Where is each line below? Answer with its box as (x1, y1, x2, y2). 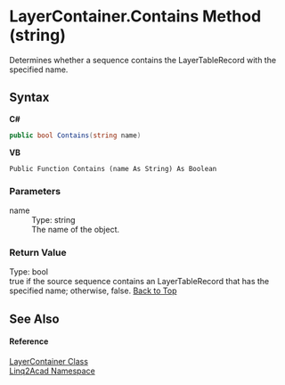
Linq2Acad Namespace (9, 365, 95, 376)
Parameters (9, 184, 61, 197)
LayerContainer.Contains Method (9, 6, 262, 27)
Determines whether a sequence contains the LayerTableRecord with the (9, 54, 277, 65)
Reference (9, 336, 49, 347)
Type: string (31, 214, 76, 225)
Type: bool (9, 266, 49, 277)
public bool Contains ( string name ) (9, 131, 142, 140)
